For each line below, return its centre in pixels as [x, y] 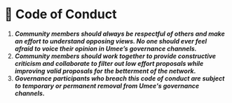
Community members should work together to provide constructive [115, 56]
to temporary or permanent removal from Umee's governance [107, 85]
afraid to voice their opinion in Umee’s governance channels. [105, 48]
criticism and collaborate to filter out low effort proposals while [109, 63]
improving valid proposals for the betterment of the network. [105, 71]
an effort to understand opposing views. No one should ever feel [111, 41]
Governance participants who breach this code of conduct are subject [120, 78]
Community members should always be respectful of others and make [120, 34]
